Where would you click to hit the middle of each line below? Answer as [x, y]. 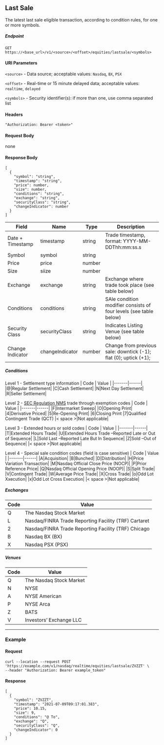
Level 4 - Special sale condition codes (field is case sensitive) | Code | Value [82, 453]
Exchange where [124, 279]
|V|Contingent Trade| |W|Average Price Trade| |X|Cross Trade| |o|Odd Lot [79, 474]
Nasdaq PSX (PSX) [47, 544]
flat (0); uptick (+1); [128, 358]
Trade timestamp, [125, 235]
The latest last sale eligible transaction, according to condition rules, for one [81, 20]
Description [131, 227]
